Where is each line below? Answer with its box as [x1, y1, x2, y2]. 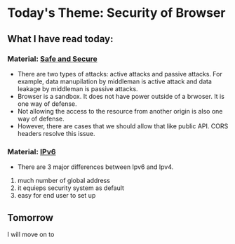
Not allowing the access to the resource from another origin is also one [17, 107, 223, 115]
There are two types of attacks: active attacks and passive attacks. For [17, 69, 222, 78]
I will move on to [7, 230, 55, 238]
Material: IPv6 [7, 147, 56, 156]
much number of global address [17, 177, 111, 185]
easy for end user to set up [17, 191, 96, 200]
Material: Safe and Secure [7, 54, 98, 64]
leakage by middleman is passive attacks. [17, 84, 138, 93]
